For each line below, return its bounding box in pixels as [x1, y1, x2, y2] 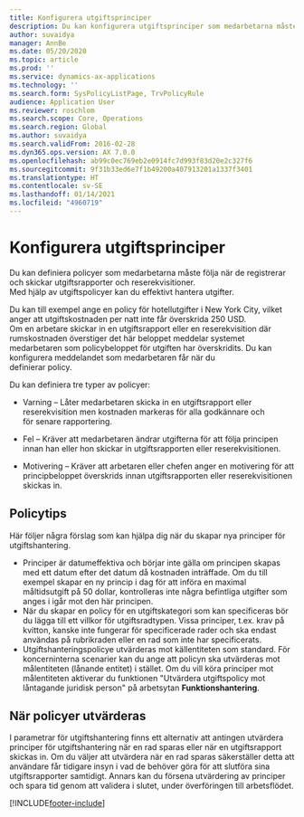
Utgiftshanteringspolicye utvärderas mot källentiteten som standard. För [22, 643, 291, 654]
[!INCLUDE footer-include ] [9, 798, 106, 809]
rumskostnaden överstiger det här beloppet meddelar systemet [9, 332, 245, 344]
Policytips [9, 506, 68, 521]
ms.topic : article [9, 55, 79, 64]
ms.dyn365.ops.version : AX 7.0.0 [9, 147, 136, 157]
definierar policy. [9, 361, 72, 372]
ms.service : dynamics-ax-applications [9, 72, 156, 81]
